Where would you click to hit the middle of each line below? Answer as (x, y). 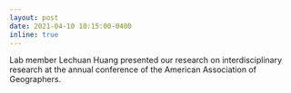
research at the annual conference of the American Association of (133, 70)
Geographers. (35, 79)
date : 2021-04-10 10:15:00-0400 (70, 26)
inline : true (34, 34)
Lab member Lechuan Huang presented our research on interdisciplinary (146, 60)
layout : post (34, 18)
